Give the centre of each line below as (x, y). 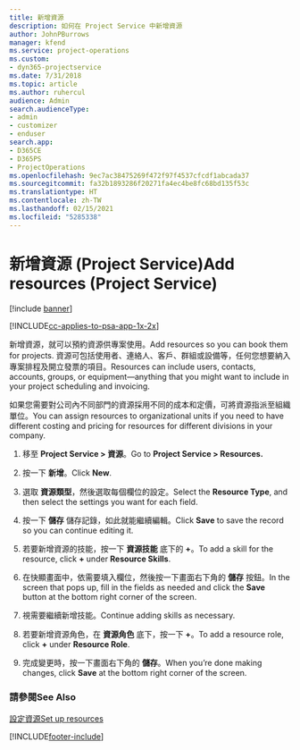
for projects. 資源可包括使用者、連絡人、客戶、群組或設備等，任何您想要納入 (150, 355)
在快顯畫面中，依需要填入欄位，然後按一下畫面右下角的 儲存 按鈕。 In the (156, 577)
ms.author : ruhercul (48, 92)
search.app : (31, 142)
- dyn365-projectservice (55, 68)
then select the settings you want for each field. (110, 501)
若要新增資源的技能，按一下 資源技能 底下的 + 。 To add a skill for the (148, 548)
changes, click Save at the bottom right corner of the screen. (134, 672)
